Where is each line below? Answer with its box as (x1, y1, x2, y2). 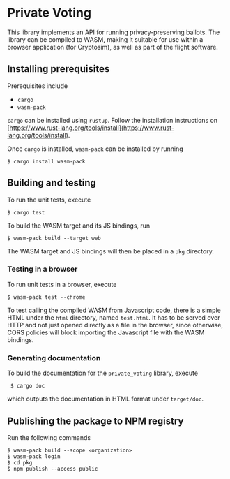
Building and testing (7, 177, 96, 189)
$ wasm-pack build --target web (7, 235, 101, 242)
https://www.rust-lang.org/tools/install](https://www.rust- (9, 124, 175, 132)
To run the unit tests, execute (7, 196, 91, 204)
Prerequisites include (7, 82, 68, 90)
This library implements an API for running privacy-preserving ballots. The (7, 28, 220, 36)
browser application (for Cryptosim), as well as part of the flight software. (7, 43, 218, 51)
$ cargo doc (10, 383, 45, 390)
